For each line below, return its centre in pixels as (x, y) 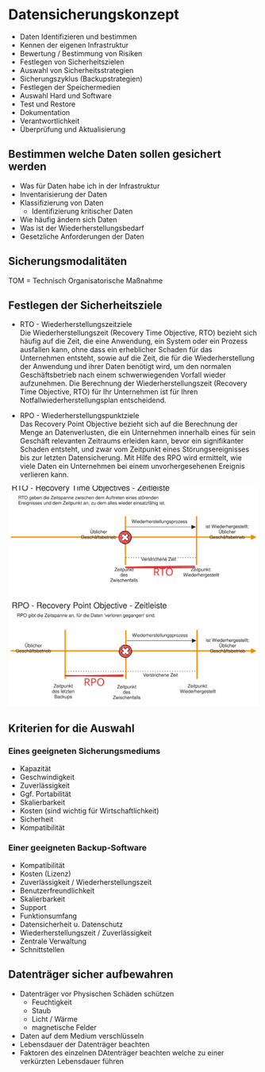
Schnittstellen (42, 949)
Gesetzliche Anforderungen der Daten (82, 236)
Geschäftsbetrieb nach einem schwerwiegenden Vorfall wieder (123, 375)
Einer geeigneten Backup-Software (77, 848)
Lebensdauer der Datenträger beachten (84, 1044)
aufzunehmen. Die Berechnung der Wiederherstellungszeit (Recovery (133, 383)
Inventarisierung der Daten (63, 194)
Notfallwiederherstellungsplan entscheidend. (93, 400)
